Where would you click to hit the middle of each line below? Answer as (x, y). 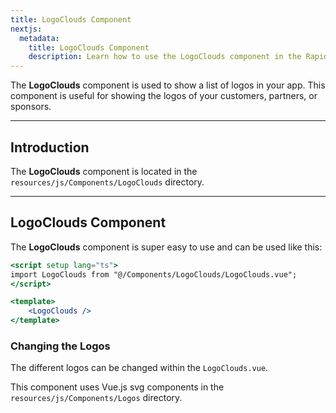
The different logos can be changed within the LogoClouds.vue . (139, 368)
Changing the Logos (60, 346)
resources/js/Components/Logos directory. (96, 398)
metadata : (39, 38)
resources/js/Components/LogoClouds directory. (107, 182)
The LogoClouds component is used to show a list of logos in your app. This (168, 85)
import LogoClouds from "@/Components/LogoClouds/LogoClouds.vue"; (154, 274)
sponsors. (31, 107)
